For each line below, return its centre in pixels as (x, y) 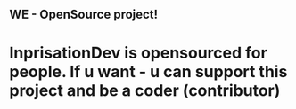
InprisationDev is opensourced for (138, 53)
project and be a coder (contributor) (145, 90)
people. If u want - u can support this (148, 71)
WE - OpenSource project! (84, 15)
